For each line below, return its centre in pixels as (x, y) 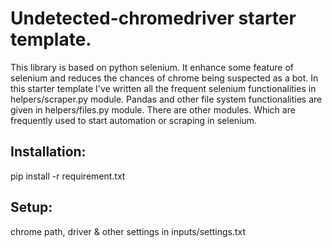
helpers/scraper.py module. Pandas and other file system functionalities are (166, 99)
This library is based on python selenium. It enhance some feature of (152, 67)
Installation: (48, 152)
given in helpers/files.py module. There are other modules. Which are (153, 109)
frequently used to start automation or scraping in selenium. (134, 120)
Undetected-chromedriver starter (153, 18)
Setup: (31, 207)
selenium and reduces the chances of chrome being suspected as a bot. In (164, 78)
